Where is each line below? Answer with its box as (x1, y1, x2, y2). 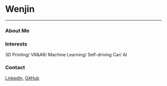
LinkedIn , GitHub (5, 75, 40, 81)
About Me (5, 27, 30, 34)
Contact (5, 64, 25, 71)
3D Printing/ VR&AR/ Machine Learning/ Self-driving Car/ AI (5, 52, 127, 58)
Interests (5, 41, 27, 47)
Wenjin (5, 3, 35, 15)
